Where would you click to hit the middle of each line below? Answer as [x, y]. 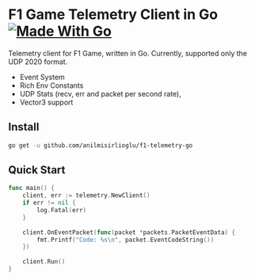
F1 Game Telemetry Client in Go [113, 15]
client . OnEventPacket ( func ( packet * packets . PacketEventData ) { [129, 232]
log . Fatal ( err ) [62, 210]
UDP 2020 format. [38, 62]
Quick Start [37, 170]
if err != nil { [49, 203]
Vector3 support [46, 102]
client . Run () [44, 262]
